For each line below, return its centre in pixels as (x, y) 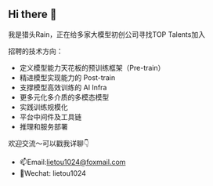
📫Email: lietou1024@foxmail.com (72, 162)
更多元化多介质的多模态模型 (64, 97)
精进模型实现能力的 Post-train (67, 77)
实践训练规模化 (43, 107)
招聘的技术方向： (36, 51)
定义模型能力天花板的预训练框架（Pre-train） (92, 67)
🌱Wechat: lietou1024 (52, 173)
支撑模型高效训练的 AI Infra (63, 87)
